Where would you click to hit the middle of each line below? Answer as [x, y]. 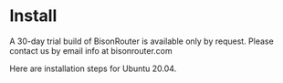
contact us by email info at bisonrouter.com [91, 50]
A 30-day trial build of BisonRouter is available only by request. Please [141, 41]
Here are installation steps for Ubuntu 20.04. [93, 68]
